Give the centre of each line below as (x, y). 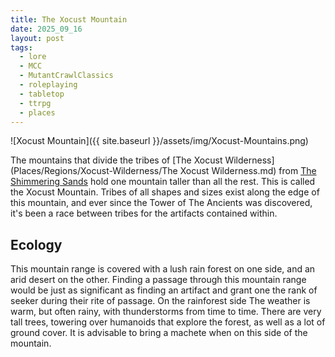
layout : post (37, 38)
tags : (21, 47)
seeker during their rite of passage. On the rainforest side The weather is (160, 301)
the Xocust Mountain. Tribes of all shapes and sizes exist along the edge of (165, 192)
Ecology (36, 244)
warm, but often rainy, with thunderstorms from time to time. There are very (166, 312)
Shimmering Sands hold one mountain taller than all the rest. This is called (163, 182)
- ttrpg (35, 103)
